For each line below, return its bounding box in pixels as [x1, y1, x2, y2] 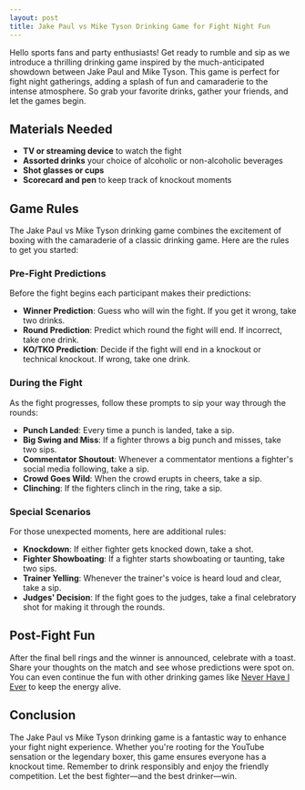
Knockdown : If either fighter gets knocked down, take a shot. [22, 543, 254, 555]
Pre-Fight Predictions [9, 268, 107, 280]
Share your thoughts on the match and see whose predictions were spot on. [9, 662, 294, 673]
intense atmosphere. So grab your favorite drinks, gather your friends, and [9, 86, 289, 96]
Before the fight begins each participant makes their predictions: [9, 288, 252, 299]
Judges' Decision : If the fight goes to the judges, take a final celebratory [22, 592, 297, 603]
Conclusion [9, 707, 76, 724]
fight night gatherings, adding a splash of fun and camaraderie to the [9, 76, 269, 86]
